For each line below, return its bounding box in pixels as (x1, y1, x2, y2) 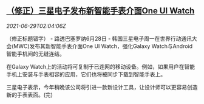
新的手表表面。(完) (6, 91, 53, 99)
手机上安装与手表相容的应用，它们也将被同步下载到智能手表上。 (6, 71, 166, 78)
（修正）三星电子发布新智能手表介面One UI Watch (6, 5, 195, 16)
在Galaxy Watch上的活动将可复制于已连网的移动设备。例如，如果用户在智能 (6, 63, 195, 70)
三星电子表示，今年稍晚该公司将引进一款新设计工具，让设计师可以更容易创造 (6, 83, 198, 91)
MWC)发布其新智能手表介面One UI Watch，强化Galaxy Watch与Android (13, 42, 193, 50)
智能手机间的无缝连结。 (6, 50, 65, 57)
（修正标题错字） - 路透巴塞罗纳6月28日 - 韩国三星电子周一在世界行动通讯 (6, 35, 192, 42)
